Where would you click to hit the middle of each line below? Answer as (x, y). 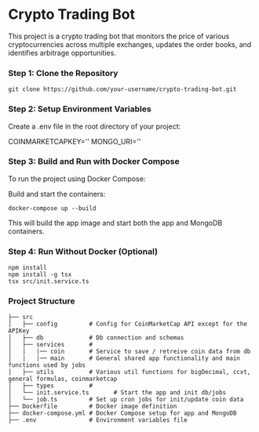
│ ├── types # (50, 386)
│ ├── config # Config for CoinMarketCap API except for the (128, 324)
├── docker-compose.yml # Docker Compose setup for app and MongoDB (122, 413)
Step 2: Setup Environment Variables (80, 109)
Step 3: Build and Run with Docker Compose (94, 162)
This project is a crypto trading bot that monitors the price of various (119, 36)
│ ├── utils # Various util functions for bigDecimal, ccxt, (129, 372)
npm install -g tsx (40, 275)
